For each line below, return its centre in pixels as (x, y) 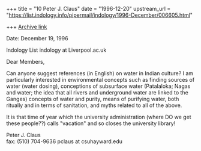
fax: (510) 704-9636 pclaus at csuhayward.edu (64, 141)
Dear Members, (25, 62)
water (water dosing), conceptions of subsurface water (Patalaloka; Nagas (98, 86)
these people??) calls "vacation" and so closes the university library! (91, 123)
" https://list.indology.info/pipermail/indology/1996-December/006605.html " (100, 15)
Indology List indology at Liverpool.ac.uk (56, 50)
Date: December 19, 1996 (37, 38)
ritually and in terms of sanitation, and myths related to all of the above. (94, 105)
